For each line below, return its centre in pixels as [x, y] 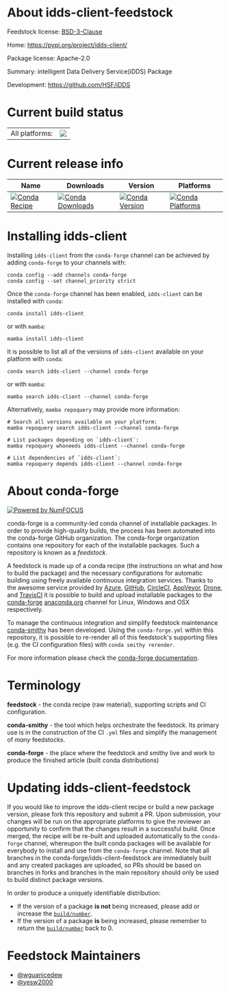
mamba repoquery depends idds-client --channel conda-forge [95, 464]
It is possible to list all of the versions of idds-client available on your [105, 352]
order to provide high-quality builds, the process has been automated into [111, 530]
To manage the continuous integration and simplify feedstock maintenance [113, 622]
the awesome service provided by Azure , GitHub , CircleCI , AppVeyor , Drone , [115, 587]
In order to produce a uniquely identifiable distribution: [84, 893]
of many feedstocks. [36, 739]
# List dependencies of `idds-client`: [64, 458]
